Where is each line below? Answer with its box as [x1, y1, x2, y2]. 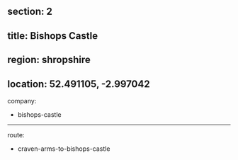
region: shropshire [7, 54, 91, 66]
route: [7, 130, 25, 139]
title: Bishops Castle [7, 30, 98, 42]
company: [7, 96, 37, 105]
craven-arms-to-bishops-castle [17, 144, 110, 153]
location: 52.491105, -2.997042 [7, 78, 150, 90]
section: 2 [7, 6, 53, 18]
